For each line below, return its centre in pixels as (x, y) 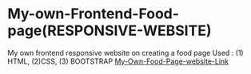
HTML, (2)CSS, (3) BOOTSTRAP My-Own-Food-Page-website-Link (118, 61)
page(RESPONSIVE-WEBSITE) (110, 31)
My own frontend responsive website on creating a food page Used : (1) (126, 53)
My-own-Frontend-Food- (94, 14)
